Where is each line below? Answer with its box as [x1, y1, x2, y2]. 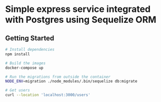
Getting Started [5, 34, 54, 42]
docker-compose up [5, 65, 43, 70]
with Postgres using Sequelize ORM [5, 14, 156, 25]
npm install [5, 51, 30, 57]
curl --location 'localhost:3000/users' [5, 93, 91, 98]
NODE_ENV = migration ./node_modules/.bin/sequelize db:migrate [5, 79, 137, 84]
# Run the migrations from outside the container [5, 74, 111, 79]
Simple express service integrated [5, 3, 151, 15]
